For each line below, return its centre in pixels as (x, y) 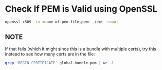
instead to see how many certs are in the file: (50, 54)
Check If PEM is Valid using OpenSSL (81, 9)
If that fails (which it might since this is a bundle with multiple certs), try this (81, 49)
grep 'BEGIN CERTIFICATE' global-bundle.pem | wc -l (60, 63)
